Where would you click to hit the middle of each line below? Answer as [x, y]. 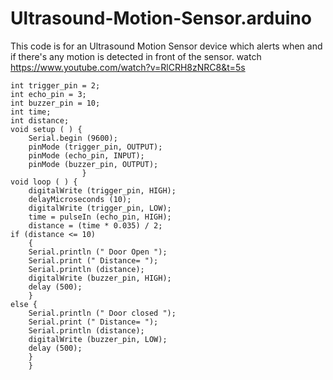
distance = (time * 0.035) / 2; [95, 225]
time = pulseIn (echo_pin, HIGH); [100, 217]
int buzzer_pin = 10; [55, 103]
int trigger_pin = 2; [55, 85]
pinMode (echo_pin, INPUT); [86, 155]
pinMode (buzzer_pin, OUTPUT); [93, 164]
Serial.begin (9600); [73, 138]
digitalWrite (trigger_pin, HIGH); [102, 190]
